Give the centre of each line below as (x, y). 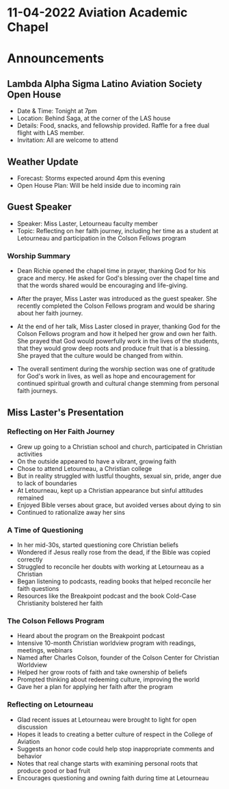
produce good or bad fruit (54, 770)
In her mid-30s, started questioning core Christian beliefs (98, 545)
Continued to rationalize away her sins (71, 512)
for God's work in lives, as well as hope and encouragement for (106, 376)
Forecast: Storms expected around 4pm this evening (91, 178)
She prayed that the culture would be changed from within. (100, 356)
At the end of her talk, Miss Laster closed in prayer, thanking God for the (119, 326)
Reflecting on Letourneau (50, 705)
